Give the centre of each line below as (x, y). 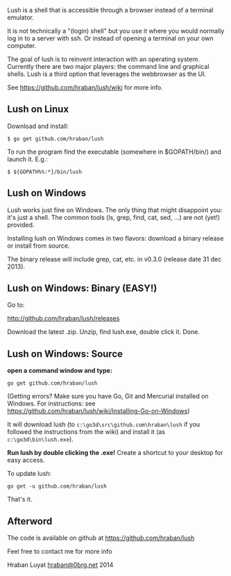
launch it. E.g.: (28, 159)
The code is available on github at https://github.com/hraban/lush (101, 538)
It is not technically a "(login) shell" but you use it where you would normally (116, 31)
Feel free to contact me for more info (60, 552)
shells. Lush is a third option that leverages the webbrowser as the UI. (107, 74)
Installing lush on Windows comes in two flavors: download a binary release (115, 238)
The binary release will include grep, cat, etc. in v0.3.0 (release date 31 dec (114, 259)
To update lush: (29, 474)
